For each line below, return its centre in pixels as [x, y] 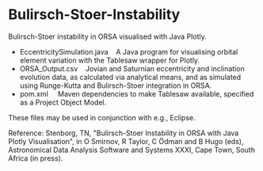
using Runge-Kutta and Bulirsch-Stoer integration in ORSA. [116, 85]
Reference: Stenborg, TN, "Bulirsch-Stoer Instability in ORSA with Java [124, 133]
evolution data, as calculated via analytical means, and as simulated [130, 77]
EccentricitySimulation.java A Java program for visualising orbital [129, 51]
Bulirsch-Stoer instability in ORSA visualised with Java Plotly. [108, 36]
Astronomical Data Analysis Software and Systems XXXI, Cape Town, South [132, 150]
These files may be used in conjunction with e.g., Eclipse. [102, 117]
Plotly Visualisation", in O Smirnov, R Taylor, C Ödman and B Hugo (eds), [126, 141]
